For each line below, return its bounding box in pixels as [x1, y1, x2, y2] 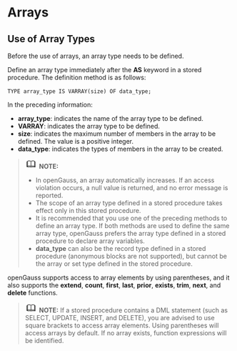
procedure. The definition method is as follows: [7, 73, 146, 81]
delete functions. [7, 289, 59, 297]
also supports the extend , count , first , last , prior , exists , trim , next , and [7, 281, 221, 290]
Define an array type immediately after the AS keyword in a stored [7, 66, 202, 74]
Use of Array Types [7, 33, 95, 45]
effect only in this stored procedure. [35, 207, 141, 214]
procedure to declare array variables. [35, 237, 145, 245]
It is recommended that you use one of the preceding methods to [35, 214, 228, 222]
